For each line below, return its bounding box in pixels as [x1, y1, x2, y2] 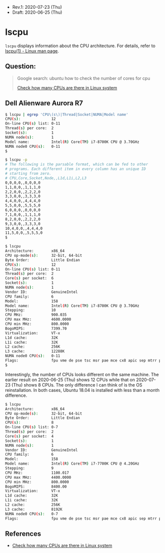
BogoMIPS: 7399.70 [5, 326, 67, 331]
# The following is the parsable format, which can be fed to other [5, 162, 148, 167]
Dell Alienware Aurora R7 [5, 99, 83, 108]
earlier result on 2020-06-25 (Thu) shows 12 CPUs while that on [5, 377, 135, 383]
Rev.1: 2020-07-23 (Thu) [12, 4, 62, 10]
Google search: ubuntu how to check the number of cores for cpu [17, 75, 151, 81]
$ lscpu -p [5, 157, 27, 163]
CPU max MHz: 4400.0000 [5, 475, 71, 480]
